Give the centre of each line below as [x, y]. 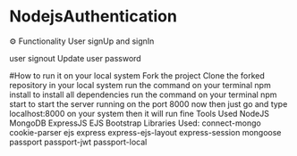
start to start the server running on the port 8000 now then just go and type [148, 103]
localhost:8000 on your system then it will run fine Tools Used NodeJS [140, 113]
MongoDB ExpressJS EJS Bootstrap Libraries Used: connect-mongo [135, 123]
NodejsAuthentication [93, 16]
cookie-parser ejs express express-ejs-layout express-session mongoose [145, 132]
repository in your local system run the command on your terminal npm [140, 85]
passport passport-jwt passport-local [78, 142]
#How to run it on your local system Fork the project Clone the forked [137, 75]
